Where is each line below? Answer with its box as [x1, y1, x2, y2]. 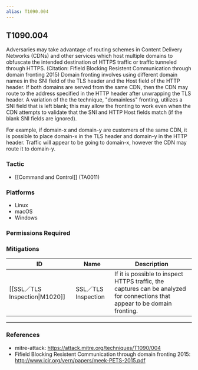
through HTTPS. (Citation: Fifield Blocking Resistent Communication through [6, 65, 192, 72]
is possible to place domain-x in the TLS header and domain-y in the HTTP [6, 133, 187, 140]
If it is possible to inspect [114, 270, 184, 278]
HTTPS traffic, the [114, 277, 164, 286]
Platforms [6, 188, 35, 197]
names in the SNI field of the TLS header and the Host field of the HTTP [6, 77, 180, 84]
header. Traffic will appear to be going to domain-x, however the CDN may [6, 139, 187, 146]
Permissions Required [6, 228, 71, 237]
